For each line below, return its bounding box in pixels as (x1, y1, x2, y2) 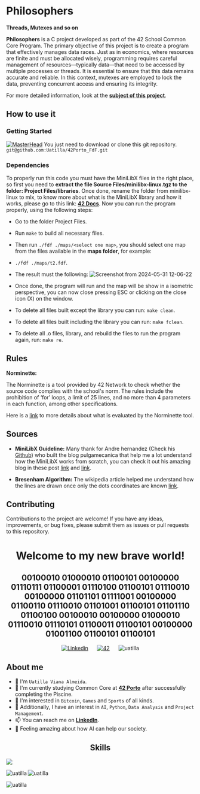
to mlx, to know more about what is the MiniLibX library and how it (19, 193, 182, 201)
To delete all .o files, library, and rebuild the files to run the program (14, 329, 181, 337)
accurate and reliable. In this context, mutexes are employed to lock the (6, 74, 182, 81)
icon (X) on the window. (14, 295, 73, 302)
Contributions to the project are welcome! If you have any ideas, (6, 515, 164, 522)
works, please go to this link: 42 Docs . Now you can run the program (6, 199, 176, 207)
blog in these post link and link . (14, 464, 91, 471)
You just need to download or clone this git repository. (44, 141, 177, 148)
